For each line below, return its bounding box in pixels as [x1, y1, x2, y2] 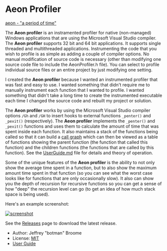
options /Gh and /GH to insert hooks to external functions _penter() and [5, 112, 151, 118]
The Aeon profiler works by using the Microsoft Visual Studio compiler [5, 107, 151, 113]
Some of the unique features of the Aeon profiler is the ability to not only [5, 159, 155, 165]
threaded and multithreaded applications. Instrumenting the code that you [5, 45, 157, 51]
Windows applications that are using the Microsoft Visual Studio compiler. [5, 35, 157, 41]
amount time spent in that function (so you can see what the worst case [5, 170, 153, 176]
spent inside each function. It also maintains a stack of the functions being [5, 128, 158, 134]
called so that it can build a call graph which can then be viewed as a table [5, 134, 158, 140]
